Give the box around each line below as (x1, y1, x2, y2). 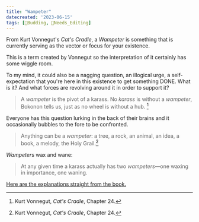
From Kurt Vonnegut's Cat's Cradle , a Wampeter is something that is (6, 36, 174, 43)
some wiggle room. (6, 60, 53, 67)
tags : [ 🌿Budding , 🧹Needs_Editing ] (6, 20, 92, 26)
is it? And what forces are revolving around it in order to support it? (6, 84, 169, 91)
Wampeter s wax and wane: (6, 151, 73, 158)
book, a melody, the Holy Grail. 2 (20, 139, 99, 147)
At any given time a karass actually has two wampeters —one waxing (20, 163, 188, 170)
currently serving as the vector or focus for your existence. (6, 42, 150, 49)
